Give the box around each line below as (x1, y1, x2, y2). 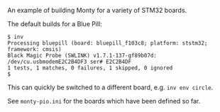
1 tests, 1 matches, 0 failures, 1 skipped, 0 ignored (7, 65, 173, 72)
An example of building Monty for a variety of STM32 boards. (7, 6, 187, 14)
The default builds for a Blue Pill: (7, 20, 103, 28)
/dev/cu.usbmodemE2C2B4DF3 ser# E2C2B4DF (7, 58, 132, 65)
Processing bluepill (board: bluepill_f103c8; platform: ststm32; (7, 40, 208, 47)
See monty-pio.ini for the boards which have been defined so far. (7, 97, 201, 105)
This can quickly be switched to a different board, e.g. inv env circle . (7, 83, 214, 91)
